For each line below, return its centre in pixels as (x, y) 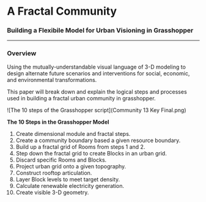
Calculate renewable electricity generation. (70, 185)
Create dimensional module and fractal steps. (73, 133)
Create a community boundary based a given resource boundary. (98, 140)
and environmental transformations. (52, 80)
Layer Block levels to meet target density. (68, 179)
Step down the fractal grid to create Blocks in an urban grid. (91, 153)
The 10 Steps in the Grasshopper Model (58, 122)
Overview (22, 53)
